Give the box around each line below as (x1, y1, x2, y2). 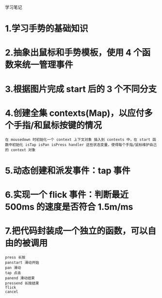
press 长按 (5, 255, 26, 260)
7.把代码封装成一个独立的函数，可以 (5, 225, 148, 237)
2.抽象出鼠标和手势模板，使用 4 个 (5, 47, 142, 58)
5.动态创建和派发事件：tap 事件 (5, 165, 131, 176)
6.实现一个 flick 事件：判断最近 (5, 189, 129, 200)
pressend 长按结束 (5, 280, 39, 286)
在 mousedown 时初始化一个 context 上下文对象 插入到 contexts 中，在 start (5, 137, 150, 142)
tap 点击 (5, 270, 21, 275)
